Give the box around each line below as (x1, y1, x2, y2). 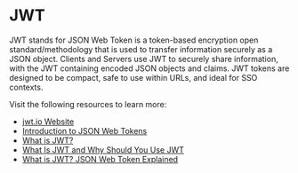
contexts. (9, 82, 44, 92)
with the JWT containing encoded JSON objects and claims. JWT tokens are (9, 63, 290, 74)
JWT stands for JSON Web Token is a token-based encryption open (9, 35, 259, 45)
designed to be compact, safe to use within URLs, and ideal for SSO (9, 72, 258, 83)
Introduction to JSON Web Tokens (21, 125, 148, 136)
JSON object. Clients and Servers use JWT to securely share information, (9, 53, 278, 64)
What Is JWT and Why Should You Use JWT (21, 144, 185, 155)
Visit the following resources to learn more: (9, 98, 167, 109)
